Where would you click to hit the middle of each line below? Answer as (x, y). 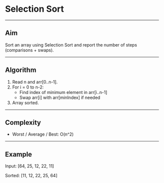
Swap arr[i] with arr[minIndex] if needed (60, 97)
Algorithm (21, 70)
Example (19, 154)
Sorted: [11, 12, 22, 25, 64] (31, 176)
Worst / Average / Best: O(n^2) (43, 134)
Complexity (23, 123)
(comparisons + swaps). (30, 50)
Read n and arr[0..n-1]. (35, 82)
